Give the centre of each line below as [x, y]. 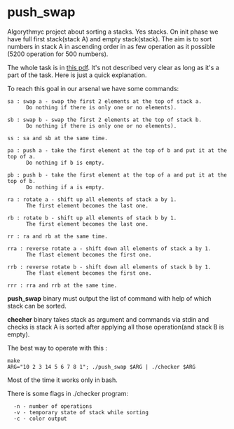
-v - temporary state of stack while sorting [81, 412]
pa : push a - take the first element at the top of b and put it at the [117, 150]
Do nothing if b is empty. [65, 163]
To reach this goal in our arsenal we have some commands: [93, 88]
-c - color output [41, 418]
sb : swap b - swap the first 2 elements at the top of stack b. [104, 120]
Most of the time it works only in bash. [62, 380]
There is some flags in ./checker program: [68, 393]
